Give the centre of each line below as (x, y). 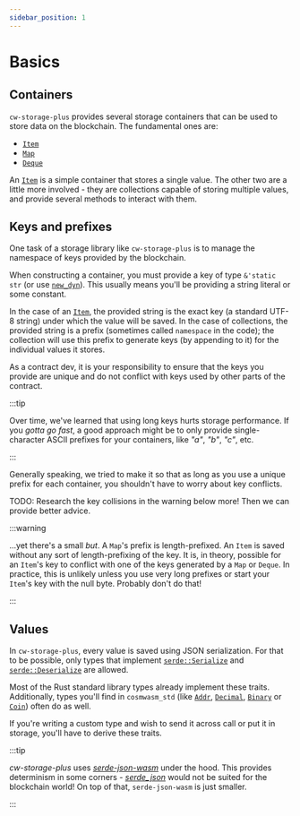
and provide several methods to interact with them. (103, 199)
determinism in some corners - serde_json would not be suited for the (138, 777)
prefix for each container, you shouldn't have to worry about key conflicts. (146, 484)
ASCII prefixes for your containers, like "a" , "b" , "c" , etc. (150, 440)
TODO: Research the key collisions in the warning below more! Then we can (149, 502)
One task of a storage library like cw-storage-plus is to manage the (132, 248)
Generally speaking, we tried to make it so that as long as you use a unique (148, 475)
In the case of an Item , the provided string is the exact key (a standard (139, 312)
